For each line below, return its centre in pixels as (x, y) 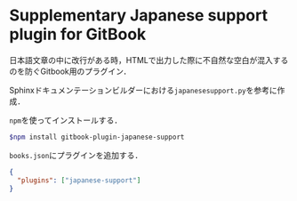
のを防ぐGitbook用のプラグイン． (70, 71)
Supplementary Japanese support (139, 16)
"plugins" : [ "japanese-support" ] (79, 180)
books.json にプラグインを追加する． (76, 155)
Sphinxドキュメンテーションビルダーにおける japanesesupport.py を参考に (143, 90)
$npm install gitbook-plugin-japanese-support (97, 137)
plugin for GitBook (78, 34)
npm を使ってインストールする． (66, 120)
